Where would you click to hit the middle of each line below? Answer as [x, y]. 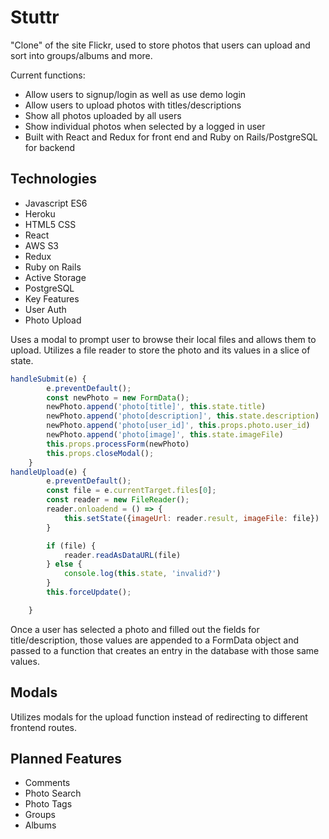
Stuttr [35, 17]
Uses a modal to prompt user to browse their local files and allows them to [163, 339]
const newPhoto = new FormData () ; [118, 397]
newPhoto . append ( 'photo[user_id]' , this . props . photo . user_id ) [178, 426]
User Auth [45, 309]
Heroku [40, 213]
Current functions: [48, 75]
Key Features [52, 298]
